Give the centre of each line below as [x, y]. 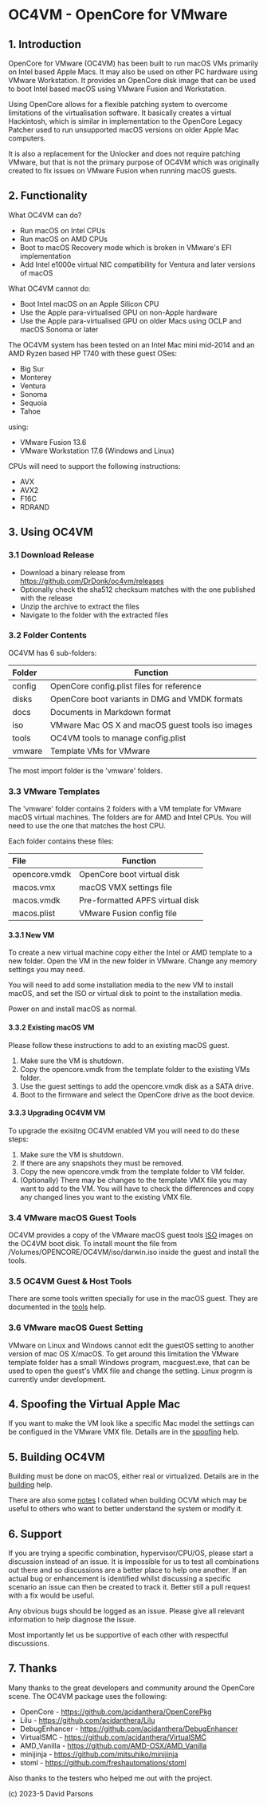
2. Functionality [48, 196]
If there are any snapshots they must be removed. [102, 1163]
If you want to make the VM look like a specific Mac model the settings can [132, 1423]
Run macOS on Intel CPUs [63, 230]
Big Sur [32, 368]
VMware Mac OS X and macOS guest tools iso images [151, 724]
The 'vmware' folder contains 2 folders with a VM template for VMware [125, 809]
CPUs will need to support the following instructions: [94, 466]
